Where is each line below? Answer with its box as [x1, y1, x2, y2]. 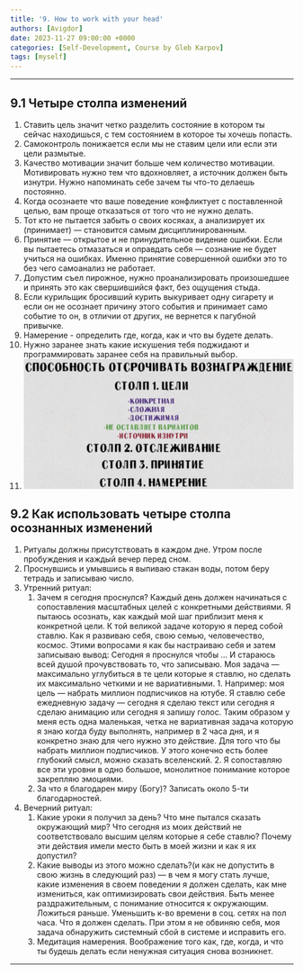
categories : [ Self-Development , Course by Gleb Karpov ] [10, 43, 224, 52]
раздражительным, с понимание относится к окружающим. [36, 898, 269, 909]
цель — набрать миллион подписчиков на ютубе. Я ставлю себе [36, 688, 286, 699]
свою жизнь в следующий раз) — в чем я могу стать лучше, [36, 870, 271, 880]
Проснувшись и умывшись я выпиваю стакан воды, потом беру [22, 564, 270, 574]
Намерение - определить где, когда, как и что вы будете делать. [22, 329, 273, 340]
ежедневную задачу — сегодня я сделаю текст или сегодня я [36, 698, 275, 708]
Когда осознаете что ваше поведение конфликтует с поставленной [22, 195, 283, 206]
